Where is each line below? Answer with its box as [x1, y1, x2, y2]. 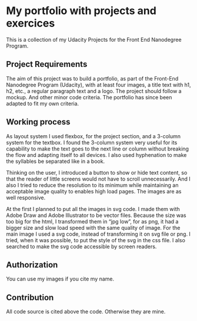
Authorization [6, 260, 58, 270]
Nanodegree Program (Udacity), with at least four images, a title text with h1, [6, 81, 191, 88]
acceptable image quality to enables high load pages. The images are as [6, 188, 182, 195]
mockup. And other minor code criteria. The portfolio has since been [6, 93, 172, 101]
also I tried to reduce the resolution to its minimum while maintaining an [6, 181, 179, 189]
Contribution [6, 292, 54, 302]
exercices [6, 16, 55, 30]
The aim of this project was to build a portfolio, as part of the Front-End [6, 75, 179, 82]
